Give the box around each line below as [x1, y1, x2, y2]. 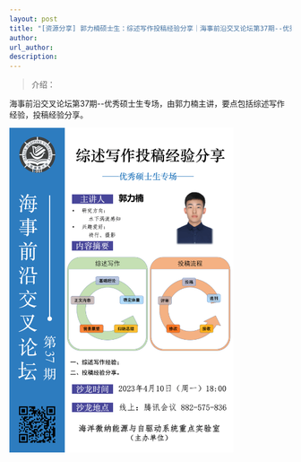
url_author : [9, 43, 54, 52]
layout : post [9, 14, 58, 23]
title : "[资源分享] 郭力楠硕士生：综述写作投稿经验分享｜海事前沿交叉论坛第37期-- [9, 23, 283, 33]
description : [9, 52, 58, 62]
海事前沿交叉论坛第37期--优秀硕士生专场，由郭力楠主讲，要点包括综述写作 [9, 99, 285, 109]
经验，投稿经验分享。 [9, 109, 88, 120]
